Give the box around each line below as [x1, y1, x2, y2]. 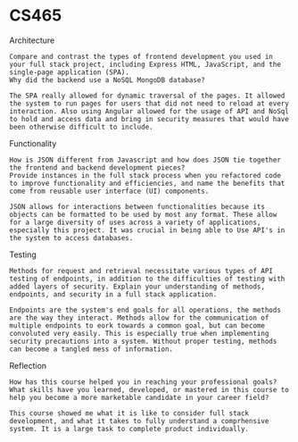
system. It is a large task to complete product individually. [9, 424, 250, 433]
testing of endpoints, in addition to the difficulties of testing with [9, 274, 286, 283]
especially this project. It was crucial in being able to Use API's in [9, 225, 286, 235]
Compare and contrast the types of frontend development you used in [9, 52, 274, 61]
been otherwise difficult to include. [9, 122, 153, 131]
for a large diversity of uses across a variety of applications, [9, 218, 261, 227]
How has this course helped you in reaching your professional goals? [9, 377, 277, 387]
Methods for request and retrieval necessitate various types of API [9, 266, 274, 275]
